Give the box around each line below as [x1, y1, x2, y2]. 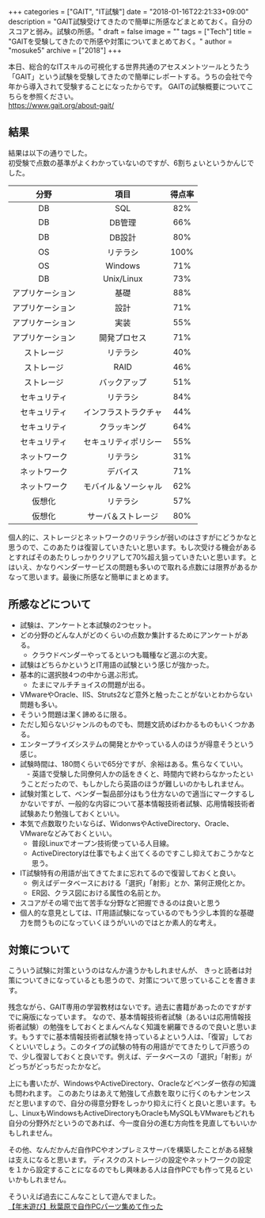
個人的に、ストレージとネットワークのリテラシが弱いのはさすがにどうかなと [8, 532, 258, 542]
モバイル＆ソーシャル [82, 481, 163, 492]
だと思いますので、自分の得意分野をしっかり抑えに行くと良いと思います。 [8, 1098, 251, 1108]
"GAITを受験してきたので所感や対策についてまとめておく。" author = [8, 37, 233, 46]
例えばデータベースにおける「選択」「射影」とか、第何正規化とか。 [31, 878, 250, 887]
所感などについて [8, 597, 92, 611]
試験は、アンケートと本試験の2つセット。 [19, 620, 156, 629]
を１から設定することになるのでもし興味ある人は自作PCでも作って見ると [8, 1165, 247, 1174]
